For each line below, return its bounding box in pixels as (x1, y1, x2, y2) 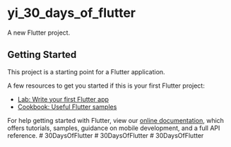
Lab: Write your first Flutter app (17, 95, 109, 103)
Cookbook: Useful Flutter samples (17, 102, 117, 111)
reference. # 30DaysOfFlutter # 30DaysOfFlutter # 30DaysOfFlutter (7, 131, 204, 139)
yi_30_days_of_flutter (7, 5, 136, 21)
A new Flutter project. (7, 28, 71, 37)
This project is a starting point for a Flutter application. (7, 67, 165, 76)
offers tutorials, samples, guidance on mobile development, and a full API (7, 124, 220, 132)
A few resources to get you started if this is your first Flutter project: (7, 81, 205, 90)
